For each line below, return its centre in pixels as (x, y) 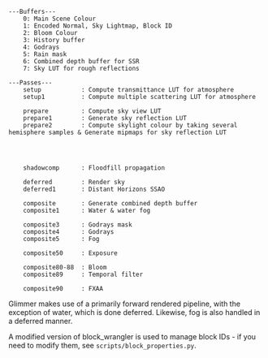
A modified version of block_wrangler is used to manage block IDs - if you (132, 336)
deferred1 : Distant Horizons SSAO (94, 189)
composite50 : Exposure (70, 253)
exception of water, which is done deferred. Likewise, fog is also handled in (134, 312)
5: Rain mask (45, 54)
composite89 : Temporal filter (83, 274)
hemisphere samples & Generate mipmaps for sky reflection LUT (118, 132)
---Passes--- (30, 83)
